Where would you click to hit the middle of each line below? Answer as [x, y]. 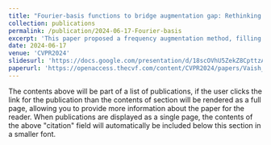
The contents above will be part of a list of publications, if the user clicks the [135, 91]
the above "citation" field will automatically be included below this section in [135, 125]
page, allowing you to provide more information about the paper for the [126, 108]
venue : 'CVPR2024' [39, 53]
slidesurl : [27, 61]
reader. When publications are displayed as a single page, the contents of [131, 117]
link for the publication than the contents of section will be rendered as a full [135, 99]
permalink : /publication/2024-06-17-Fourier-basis [95, 31]
